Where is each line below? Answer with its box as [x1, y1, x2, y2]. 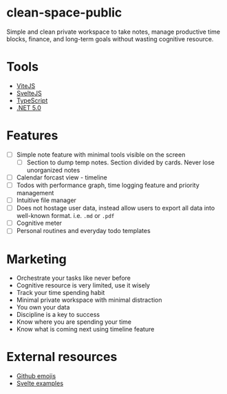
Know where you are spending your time [16, 318, 132, 326]
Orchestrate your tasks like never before [16, 274, 131, 283]
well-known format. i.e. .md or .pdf [16, 212, 115, 220]
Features [6, 128, 58, 144]
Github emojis [16, 372, 56, 380]
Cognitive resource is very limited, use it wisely [16, 281, 151, 289]
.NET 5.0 [16, 103, 42, 111]
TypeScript [16, 96, 48, 105]
